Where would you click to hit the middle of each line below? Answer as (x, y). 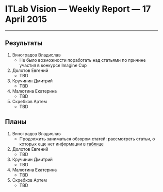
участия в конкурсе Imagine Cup (53, 65)
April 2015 (26, 19)
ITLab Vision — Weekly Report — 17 (78, 9)
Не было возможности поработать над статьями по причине (82, 60)
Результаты (24, 43)
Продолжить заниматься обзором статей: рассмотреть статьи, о (87, 139)
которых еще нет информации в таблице (61, 144)
